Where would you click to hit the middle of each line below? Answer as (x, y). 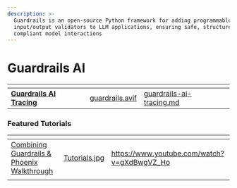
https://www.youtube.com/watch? (168, 153)
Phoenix (24, 163)
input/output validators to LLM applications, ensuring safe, (107, 27)
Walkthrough (32, 171)
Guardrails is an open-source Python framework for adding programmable (123, 20)
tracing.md (162, 103)
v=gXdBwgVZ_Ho (141, 163)
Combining (29, 145)
